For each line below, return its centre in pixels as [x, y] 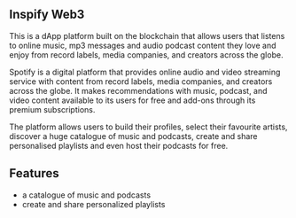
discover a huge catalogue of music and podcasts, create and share [133, 136]
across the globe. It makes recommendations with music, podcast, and [138, 90]
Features [34, 173]
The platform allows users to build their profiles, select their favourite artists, [148, 127]
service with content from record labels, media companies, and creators [141, 81]
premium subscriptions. [52, 109]
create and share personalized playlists [93, 204]
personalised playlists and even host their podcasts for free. [119, 145]
